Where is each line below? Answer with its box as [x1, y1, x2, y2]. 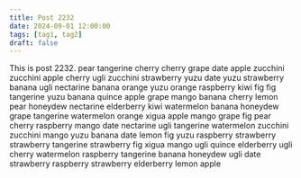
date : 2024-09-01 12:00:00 [9, 22, 111, 31]
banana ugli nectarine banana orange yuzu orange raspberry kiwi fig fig [9, 82, 277, 93]
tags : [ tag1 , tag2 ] [9, 30, 83, 39]
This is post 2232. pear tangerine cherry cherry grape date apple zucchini [9, 63, 286, 74]
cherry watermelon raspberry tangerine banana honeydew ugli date [9, 149, 261, 160]
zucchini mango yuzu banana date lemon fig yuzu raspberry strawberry [9, 129, 277, 140]
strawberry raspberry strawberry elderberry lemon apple [9, 158, 222, 169]
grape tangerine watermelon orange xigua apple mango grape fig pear [9, 111, 272, 121]
